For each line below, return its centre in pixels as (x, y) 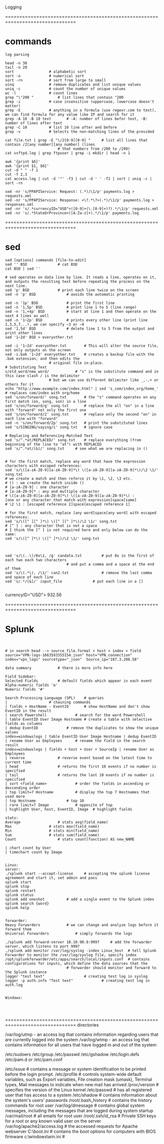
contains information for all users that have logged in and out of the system (81, 1045)
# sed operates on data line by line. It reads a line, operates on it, (81, 277)
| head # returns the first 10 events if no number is (81, 766)
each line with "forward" (31, 419)
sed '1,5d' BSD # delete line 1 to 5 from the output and (80, 328)
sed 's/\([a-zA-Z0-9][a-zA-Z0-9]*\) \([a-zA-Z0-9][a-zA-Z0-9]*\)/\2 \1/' (82, 470)
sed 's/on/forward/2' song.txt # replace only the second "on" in (81, 414)
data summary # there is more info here (59, 668)
